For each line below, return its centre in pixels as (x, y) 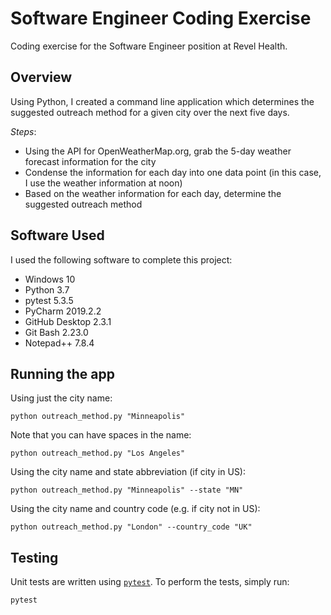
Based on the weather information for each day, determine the (153, 193)
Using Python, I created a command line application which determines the (162, 101)
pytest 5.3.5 (49, 300)
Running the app (62, 373)
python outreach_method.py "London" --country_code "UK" (131, 527)
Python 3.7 (47, 289)
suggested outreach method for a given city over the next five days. (150, 112)
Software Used (57, 235)
